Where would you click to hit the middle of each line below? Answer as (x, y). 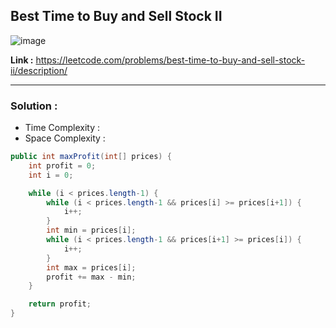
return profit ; (60, 304)
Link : (22, 60)
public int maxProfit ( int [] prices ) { (91, 157)
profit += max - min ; (91, 277)
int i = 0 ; (51, 175)
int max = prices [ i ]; (91, 267)
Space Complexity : (65, 138)
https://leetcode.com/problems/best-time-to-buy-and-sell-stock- (170, 60)
